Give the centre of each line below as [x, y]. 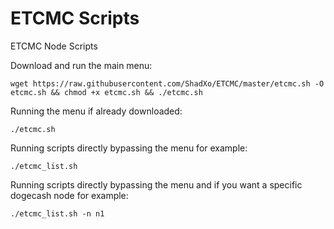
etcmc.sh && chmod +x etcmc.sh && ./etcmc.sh [106, 92]
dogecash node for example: [69, 195]
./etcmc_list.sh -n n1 [57, 213]
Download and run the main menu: [81, 65]
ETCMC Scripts [75, 18]
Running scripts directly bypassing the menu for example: [129, 148]
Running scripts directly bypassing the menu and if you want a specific [156, 184]
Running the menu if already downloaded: [96, 111]
